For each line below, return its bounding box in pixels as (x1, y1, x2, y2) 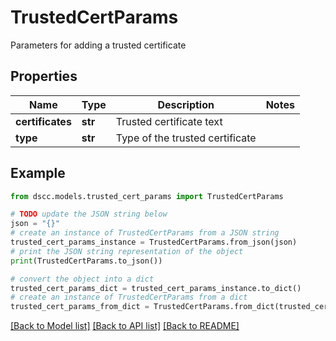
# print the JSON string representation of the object (10, 246, 244, 256)
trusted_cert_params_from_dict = (10, 302, 150, 312)
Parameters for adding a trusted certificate (10, 39, 187, 51)
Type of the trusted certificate (115, 131, 257, 145)
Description (157, 97, 215, 111)
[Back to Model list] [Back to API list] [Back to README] (10, 320, 240, 332)
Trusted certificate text (115, 114, 223, 128)
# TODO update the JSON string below (10, 209, 168, 220)
